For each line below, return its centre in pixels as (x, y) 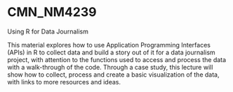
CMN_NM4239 (52, 12)
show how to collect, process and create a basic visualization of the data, (113, 75)
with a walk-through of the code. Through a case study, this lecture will (110, 67)
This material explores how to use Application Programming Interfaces (109, 45)
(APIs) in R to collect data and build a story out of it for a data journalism (111, 52)
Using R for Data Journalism (48, 31)
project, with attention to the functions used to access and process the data (117, 59)
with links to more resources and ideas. (64, 82)
